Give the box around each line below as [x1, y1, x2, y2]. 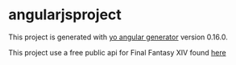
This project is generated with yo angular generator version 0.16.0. [8, 32, 228, 42]
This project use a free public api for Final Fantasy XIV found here [8, 47, 227, 57]
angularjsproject [8, 6, 122, 24]
